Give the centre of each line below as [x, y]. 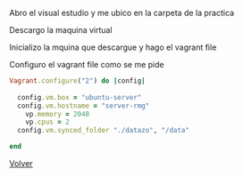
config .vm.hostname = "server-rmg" [84, 106]
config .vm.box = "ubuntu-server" [80, 97]
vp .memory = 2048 [58, 114]
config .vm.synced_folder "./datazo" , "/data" [104, 131]
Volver [21, 163]
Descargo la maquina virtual [61, 30]
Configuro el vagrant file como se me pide [87, 64]
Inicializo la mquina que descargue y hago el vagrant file [113, 47]
